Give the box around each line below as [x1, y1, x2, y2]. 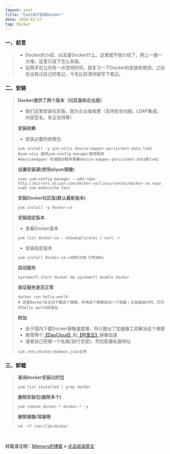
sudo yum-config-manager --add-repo [17, 176, 95, 182]
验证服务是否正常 [17, 284, 54, 290]
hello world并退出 [21, 305, 58, 310]
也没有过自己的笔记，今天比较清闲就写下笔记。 [25, 71, 123, 77]
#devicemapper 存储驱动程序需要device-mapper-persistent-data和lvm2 [17, 157, 159, 162]
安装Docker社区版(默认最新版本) [17, 195, 86, 201]
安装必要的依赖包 [25, 135, 61, 142]
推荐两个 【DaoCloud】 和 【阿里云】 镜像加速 [25, 332, 118, 338]
